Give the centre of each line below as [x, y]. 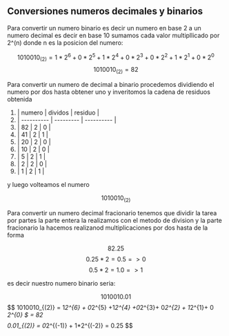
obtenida [20, 99]
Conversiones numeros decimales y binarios [105, 11]
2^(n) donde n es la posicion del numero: [65, 42]
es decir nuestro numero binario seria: [61, 283]
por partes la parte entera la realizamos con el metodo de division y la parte [115, 220]
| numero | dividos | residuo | [58, 112]
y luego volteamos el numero [48, 185]
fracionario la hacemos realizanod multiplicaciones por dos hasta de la [108, 228]
